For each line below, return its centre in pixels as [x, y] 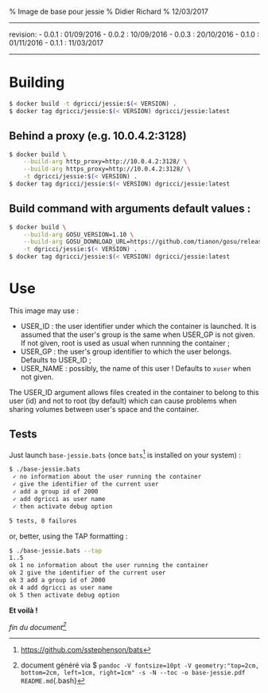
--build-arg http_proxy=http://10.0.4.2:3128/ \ [105, 162]
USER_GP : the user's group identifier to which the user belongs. [126, 351]
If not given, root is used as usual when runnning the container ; [125, 343]
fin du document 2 [38, 626]
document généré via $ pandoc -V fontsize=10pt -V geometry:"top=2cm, [140, 665]
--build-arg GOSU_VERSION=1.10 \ [79, 234]
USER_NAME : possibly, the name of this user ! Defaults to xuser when [136, 368]
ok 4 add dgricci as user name [61, 587]
